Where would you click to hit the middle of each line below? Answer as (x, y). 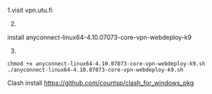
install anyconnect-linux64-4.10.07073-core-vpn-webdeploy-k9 (99, 37)
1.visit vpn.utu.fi (30, 10)
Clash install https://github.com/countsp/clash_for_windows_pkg (101, 83)
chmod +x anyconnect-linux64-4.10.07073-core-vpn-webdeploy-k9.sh (106, 64)
